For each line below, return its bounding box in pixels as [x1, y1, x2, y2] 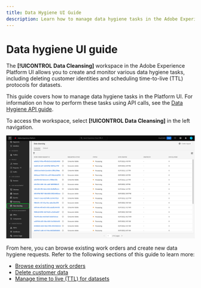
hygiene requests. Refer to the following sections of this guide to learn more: [6, 250, 195, 257]
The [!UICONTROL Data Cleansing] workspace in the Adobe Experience [6, 62, 185, 69]
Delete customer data [14, 268, 69, 275]
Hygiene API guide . [6, 105, 54, 113]
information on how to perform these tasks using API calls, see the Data [6, 99, 184, 107]
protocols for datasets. [6, 81, 62, 89]
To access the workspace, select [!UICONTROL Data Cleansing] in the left [6, 117, 190, 125]
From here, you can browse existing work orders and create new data [6, 244, 178, 251]
